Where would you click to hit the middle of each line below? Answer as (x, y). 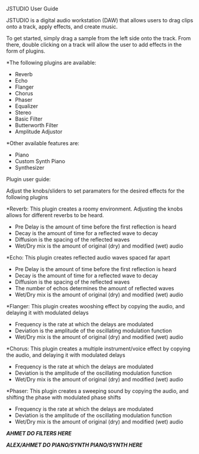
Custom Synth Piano (40, 161)
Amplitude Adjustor (39, 132)
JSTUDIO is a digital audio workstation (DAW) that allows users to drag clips (100, 20)
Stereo (23, 112)
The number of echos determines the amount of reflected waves (94, 288)
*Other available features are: (43, 143)
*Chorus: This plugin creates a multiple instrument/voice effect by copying (98, 348)
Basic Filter (29, 119)
